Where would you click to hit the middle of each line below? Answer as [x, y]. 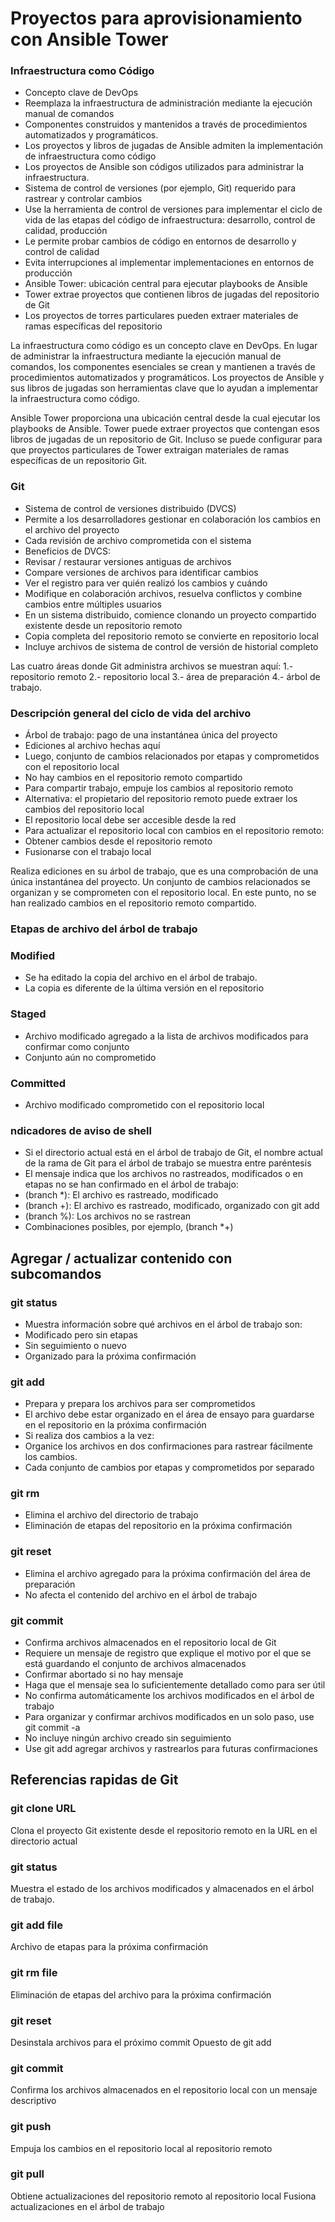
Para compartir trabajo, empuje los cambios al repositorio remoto [159, 788]
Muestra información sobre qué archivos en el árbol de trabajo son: [163, 1324]
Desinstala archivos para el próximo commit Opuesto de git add [141, 2042]
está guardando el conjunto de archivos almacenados [135, 1664]
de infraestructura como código [90, 156]
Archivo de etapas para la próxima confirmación [109, 1947]
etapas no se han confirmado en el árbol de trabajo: [131, 1184]
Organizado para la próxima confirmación [110, 1356]
